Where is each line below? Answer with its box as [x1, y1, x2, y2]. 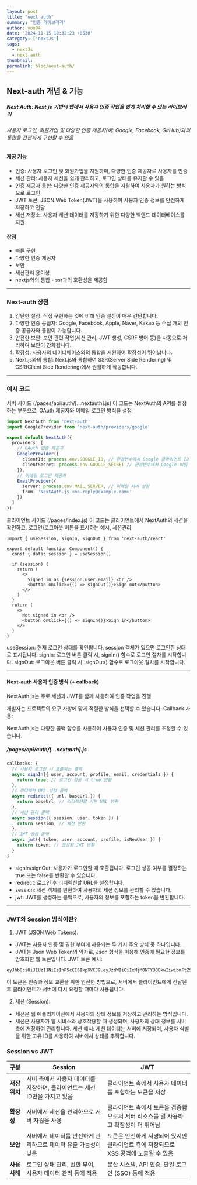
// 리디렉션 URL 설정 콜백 [12, 788, 68, 794]
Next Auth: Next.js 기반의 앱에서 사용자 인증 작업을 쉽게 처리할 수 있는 [6, 104, 167, 111]
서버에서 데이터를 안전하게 [26, 1132, 94, 1140]
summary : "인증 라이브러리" [6, 19, 66, 25]
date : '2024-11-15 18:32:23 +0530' [6, 30, 93, 36]
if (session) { [12, 561, 49, 567]
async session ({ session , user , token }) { [12, 815, 119, 821]
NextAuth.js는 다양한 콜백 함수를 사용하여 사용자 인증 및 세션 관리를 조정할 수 [6, 724, 182, 731]
